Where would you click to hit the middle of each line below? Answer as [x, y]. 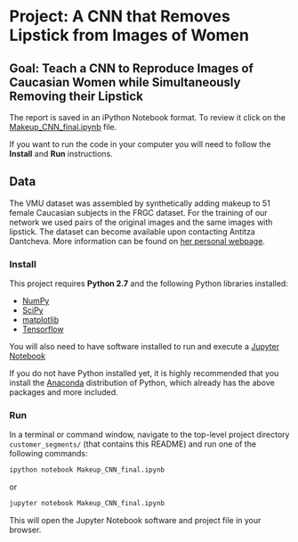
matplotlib [40, 320]
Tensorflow [43, 329]
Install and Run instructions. [61, 154]
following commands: [48, 454]
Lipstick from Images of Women [129, 35]
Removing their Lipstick [77, 96]
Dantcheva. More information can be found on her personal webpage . [137, 241]
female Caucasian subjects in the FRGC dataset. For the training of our [139, 212]
